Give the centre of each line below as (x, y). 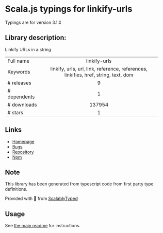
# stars (15, 112)
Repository (23, 152)
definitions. (16, 189)
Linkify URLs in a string (28, 49)
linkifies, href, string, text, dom (99, 75)
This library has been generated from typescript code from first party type (79, 184)
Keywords (19, 72)
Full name (19, 61)
